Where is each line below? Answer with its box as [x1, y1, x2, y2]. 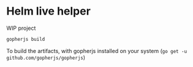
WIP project [6, 24, 36, 32]
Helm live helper [6, 4, 91, 18]
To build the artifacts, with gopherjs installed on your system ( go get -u [6, 47, 187, 54]
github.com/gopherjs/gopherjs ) [6, 54, 86, 61]
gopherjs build [6, 36, 45, 42]
